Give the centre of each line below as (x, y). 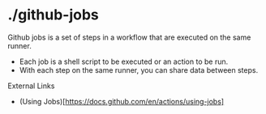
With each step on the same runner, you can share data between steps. (139, 70)
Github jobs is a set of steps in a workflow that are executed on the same (129, 37)
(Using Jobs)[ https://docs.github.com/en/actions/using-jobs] (122, 101)
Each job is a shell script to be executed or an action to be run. (124, 61)
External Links (31, 86)
